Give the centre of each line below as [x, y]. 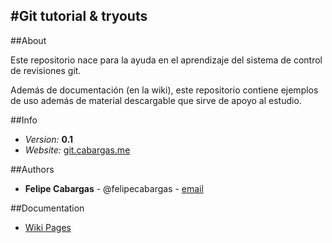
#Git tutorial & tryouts [79, 16]
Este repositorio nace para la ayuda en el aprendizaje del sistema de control [166, 60]
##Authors [32, 169]
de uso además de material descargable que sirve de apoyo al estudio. [156, 100]
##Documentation [47, 208]
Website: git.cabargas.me [77, 150]
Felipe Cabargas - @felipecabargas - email [114, 188]
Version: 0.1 [48, 139]
